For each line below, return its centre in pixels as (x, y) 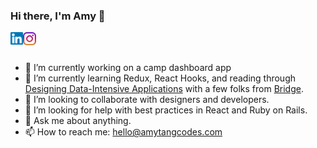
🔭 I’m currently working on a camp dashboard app (128, 68)
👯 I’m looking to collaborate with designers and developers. (147, 100)
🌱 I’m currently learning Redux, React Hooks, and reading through (160, 78)
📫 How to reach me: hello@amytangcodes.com (123, 132)
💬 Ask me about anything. (78, 121)
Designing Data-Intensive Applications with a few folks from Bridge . (164, 89)
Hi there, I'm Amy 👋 (58, 16)
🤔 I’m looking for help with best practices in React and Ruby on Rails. (166, 110)
